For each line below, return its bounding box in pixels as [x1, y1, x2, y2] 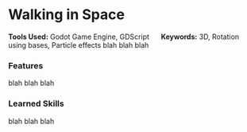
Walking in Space [8, 6, 125, 24]
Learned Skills [8, 98, 65, 109]
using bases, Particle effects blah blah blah [8, 40, 149, 49]
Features [8, 60, 44, 71]
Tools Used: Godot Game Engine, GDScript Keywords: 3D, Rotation [8, 32, 240, 41]
